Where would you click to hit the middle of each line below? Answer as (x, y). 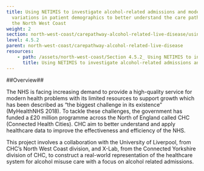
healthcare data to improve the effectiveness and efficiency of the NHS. (96, 130)
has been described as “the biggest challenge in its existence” (84, 104)
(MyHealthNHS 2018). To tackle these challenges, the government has (94, 111)
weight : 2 (19, 29)
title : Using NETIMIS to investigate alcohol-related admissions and (96, 12)
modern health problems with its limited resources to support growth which (100, 98)
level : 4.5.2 (23, 40)
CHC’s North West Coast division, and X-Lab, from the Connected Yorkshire (101, 149)
